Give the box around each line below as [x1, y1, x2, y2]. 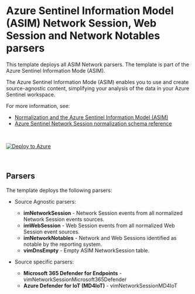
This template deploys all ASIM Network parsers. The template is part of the [6, 60, 189, 68]
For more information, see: [6, 102, 70, 109]
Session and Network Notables [6, 29, 160, 42]
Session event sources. [23, 228, 80, 235]
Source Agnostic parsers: [14, 198, 76, 205]
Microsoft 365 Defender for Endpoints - [23, 269, 122, 276]
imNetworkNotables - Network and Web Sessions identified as [23, 234, 177, 241]
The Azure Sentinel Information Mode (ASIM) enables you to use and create [6, 78, 189, 86]
